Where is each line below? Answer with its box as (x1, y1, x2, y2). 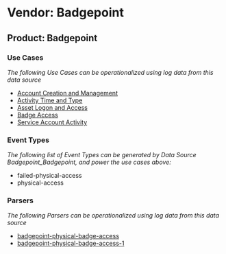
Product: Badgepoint (7, 32, 98, 44)
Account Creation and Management (16, 89, 118, 97)
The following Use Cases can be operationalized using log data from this (7, 68, 214, 76)
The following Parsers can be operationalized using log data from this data (7, 211, 220, 220)
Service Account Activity (16, 118, 88, 126)
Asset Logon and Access (16, 103, 88, 111)
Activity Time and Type (16, 96, 83, 104)
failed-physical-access (16, 172, 82, 180)
